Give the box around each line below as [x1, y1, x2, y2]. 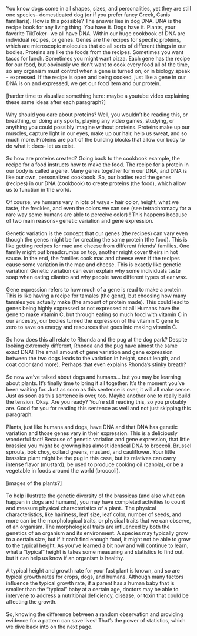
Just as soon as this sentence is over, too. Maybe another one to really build [6, 392, 191, 399]
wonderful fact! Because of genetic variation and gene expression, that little [6, 436, 190, 443]
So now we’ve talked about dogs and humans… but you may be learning [6, 373, 181, 380]
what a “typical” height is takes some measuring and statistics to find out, [6, 548, 184, 555]
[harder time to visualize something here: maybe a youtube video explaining [6, 92, 190, 99]
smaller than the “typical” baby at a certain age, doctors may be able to [6, 586, 179, 593]
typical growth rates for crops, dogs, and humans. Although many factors [6, 573, 184, 580]
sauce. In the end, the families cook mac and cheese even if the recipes [6, 255, 181, 262]
